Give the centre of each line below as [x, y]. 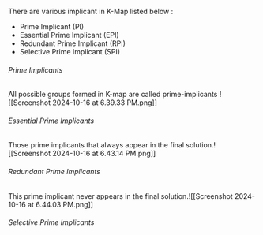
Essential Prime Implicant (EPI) [70, 35]
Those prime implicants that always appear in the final [96, 145]
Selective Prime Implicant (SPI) [70, 52]
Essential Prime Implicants [51, 121]
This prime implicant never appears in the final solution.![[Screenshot [120, 196]
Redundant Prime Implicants [54, 172]
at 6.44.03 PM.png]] [60, 204]
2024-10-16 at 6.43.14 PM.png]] [104, 154]
